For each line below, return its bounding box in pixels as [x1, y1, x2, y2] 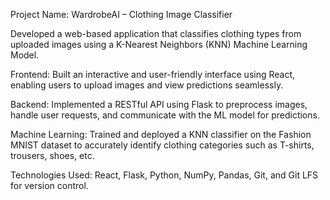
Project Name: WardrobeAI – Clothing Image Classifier [10, 9, 233, 20]
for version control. [10, 180, 89, 191]
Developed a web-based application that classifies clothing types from [10, 28, 302, 39]
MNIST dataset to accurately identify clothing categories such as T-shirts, [10, 139, 315, 151]
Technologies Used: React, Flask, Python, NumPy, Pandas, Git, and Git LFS [10, 169, 319, 181]
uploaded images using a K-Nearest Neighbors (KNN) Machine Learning [10, 39, 308, 50]
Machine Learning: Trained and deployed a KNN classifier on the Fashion [10, 129, 312, 140]
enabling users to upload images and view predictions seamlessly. [10, 79, 284, 91]
